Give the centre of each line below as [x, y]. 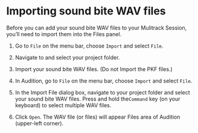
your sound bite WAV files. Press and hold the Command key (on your [97, 99]
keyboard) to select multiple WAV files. [63, 105]
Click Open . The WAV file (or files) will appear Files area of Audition [97, 117]
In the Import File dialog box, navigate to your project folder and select [102, 92]
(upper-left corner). [39, 123]
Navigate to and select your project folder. [67, 57]
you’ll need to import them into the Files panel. [64, 34]
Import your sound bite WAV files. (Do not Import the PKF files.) [94, 69]
